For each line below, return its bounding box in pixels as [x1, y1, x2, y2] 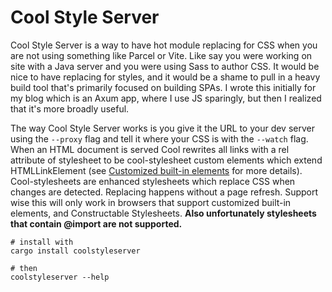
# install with [10, 237, 74, 247]
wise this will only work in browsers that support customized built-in [10, 196, 292, 208]
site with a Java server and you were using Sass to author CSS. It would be [10, 60, 320, 72]
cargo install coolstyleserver [10, 246, 141, 256]
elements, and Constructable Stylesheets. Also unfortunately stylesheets [10, 207, 317, 219]
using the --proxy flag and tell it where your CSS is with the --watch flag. [10, 132, 309, 145]
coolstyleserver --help [10, 272, 110, 282]
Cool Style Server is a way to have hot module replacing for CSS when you [10, 39, 318, 51]
